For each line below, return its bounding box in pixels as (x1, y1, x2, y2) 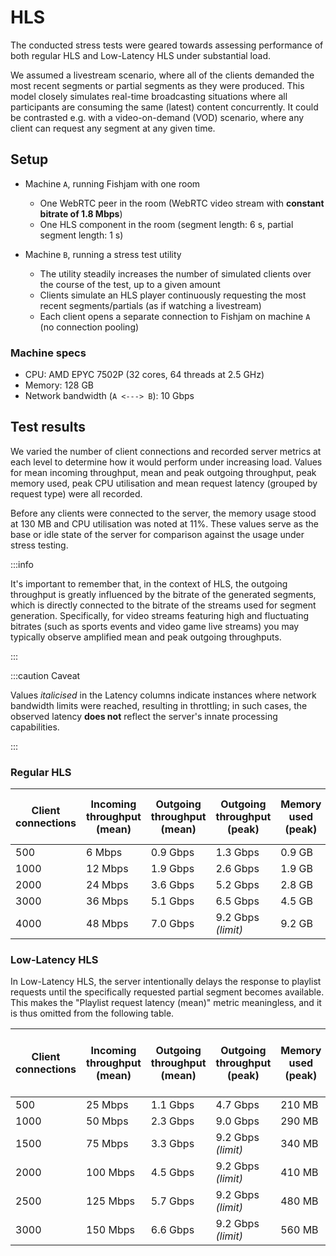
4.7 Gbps (215, 1098, 260, 1112)
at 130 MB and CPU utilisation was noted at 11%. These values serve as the (10, 517, 319, 530)
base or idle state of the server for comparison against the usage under (10, 528, 305, 540)
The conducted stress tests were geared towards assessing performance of (10, 39, 324, 51)
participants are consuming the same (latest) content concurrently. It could (10, 101, 319, 113)
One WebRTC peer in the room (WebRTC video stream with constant (39, 197, 325, 209)
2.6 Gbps (215, 862, 260, 876)
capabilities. (10, 721, 60, 733)
